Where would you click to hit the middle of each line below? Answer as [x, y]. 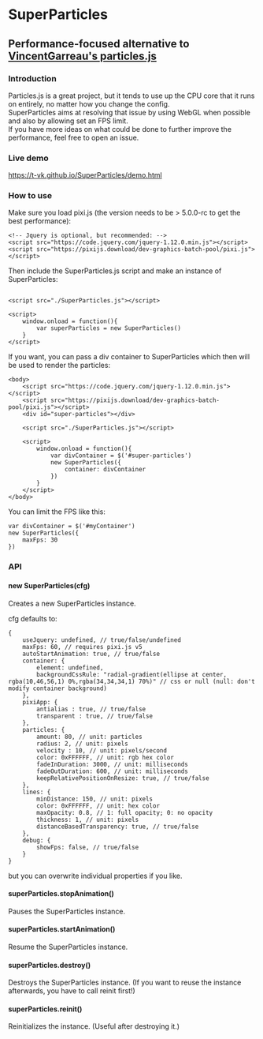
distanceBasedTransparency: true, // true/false [118, 827]
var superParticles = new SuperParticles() [109, 328]
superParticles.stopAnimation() [61, 894]
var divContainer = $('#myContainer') [72, 527]
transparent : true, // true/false [95, 716]
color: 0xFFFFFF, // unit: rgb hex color [106, 757]
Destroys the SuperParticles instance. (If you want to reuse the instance [125, 983]
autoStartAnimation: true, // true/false [91, 654]
